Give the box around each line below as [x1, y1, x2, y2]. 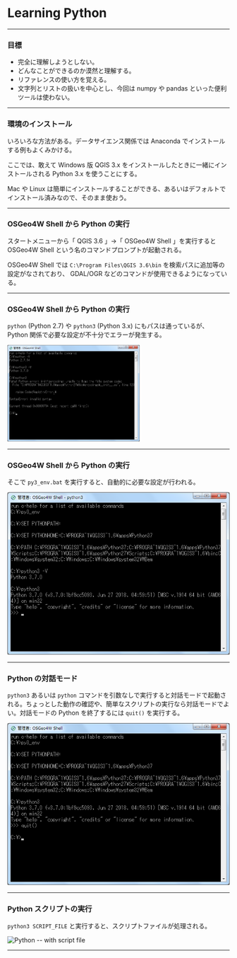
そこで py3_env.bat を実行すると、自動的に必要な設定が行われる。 [7, 478, 200, 486]
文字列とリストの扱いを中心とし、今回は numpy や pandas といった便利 [17, 84, 227, 93]
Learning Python [7, 5, 107, 21]
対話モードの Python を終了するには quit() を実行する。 [19, 709, 184, 717]
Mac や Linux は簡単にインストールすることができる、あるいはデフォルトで [7, 184, 226, 192]
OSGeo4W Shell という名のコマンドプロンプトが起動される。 [7, 246, 186, 254]
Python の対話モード [7, 674, 78, 683]
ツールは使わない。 [17, 93, 74, 102]
